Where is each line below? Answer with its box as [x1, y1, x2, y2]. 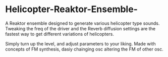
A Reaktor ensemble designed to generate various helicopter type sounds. [5, 20, 160, 26]
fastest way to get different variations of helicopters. [5, 31, 115, 37]
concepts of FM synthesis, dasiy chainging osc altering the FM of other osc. [5, 46, 163, 52]
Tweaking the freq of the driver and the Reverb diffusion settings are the [5, 25, 155, 31]
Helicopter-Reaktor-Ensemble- [5, 4, 138, 15]
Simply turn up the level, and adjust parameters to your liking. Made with [5, 40, 156, 46]
